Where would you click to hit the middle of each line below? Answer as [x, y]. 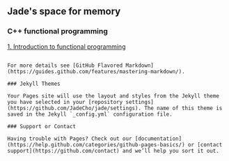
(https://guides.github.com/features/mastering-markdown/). [96, 71]
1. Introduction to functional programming [66, 46]
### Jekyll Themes [34, 84]
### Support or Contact [42, 126]
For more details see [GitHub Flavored [65, 66]
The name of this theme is [183, 108]
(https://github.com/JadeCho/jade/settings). [74, 108]
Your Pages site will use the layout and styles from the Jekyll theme [113, 96]
